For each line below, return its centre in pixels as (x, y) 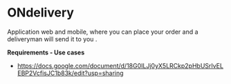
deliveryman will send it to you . (52, 39)
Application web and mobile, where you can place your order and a (103, 32)
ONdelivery (41, 13)
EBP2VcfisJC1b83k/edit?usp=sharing (70, 73)
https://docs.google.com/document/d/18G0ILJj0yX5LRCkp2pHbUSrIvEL (120, 65)
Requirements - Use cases (46, 52)
